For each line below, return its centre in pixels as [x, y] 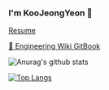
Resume [22, 31]
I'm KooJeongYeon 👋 [50, 13]
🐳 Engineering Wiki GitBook [54, 46]
